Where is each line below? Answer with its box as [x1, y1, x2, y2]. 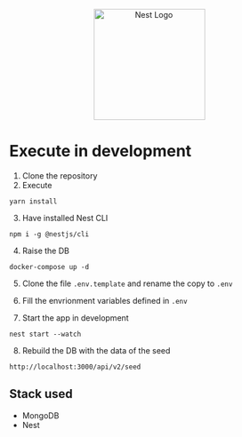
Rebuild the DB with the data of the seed [21, 345, 171, 355]
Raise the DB [21, 245, 69, 256]
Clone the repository [21, 170, 98, 181]
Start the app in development [21, 312, 129, 323]
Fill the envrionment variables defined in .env [21, 295, 189, 306]
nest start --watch [9, 330, 82, 338]
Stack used [9, 386, 73, 401]
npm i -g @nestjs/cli [9, 229, 90, 239]
